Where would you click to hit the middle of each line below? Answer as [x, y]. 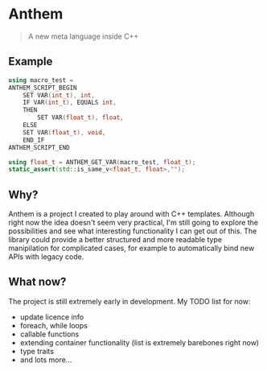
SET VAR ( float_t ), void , [64, 132]
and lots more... [46, 360]
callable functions [49, 334]
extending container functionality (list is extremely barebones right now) [140, 342]
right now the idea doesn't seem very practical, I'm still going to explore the [133, 223]
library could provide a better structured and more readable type [115, 240]
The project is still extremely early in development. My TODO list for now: [129, 301]
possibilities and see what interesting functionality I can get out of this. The [133, 231]
